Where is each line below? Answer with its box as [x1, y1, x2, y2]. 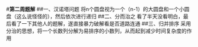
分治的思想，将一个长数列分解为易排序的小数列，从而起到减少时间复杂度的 [6, 27, 187, 34]
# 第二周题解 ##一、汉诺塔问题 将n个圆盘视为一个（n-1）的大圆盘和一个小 [6, 6, 184, 12]
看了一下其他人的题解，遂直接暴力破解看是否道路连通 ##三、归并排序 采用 [11, 20, 192, 27]
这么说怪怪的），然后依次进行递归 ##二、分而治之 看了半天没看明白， [16, 13, 184, 20]
